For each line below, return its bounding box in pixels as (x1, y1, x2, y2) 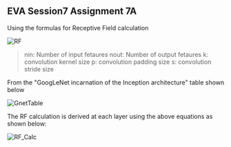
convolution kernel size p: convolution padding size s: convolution (23, 58, 212, 66)
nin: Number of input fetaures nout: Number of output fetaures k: (23, 50, 209, 58)
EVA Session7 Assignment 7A (7, 5, 137, 17)
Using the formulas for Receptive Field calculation (7, 23, 149, 32)
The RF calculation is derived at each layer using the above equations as (7, 112, 213, 120)
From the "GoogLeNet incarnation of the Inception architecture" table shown (7, 78, 225, 87)
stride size (23, 65, 54, 73)
